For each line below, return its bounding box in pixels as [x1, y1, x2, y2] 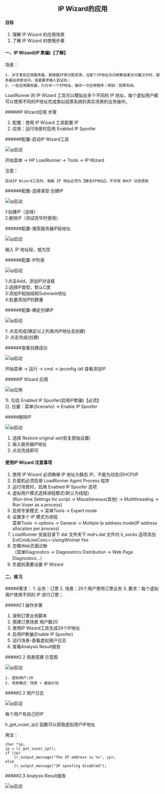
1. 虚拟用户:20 [5, 675, 33, 681]
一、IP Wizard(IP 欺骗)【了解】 [5, 50, 68, 56]
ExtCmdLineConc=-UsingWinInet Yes [12, 537, 89, 543]
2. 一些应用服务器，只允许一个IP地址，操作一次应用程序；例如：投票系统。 [5, 83, 137, 88]
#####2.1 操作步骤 [5, 602, 43, 608]
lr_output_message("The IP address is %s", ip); [14, 755, 116, 760]
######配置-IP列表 [5, 257, 45, 263]
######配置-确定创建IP [5, 307, 54, 313]
